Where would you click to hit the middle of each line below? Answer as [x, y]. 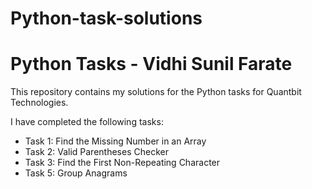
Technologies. [39, 103]
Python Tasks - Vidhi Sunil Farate [151, 64]
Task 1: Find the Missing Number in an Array [115, 141]
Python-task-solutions [106, 18]
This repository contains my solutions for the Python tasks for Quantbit [156, 92]
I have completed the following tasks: [87, 122]
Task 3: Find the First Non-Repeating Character [122, 163]
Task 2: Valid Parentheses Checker [96, 152]
